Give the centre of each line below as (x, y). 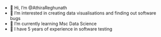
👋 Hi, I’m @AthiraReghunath (38, 8)
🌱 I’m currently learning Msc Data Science (53, 23)
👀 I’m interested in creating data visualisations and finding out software (83, 13)
